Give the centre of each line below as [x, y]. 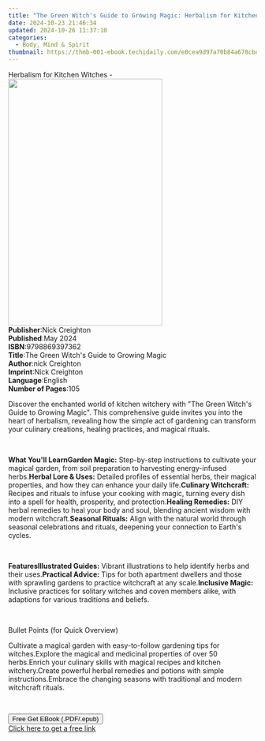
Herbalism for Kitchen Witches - [60, 75]
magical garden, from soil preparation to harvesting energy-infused [118, 468]
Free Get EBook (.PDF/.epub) [56, 719]
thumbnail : [26, 52]
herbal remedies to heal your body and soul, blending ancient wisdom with [129, 510]
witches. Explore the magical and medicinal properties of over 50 [113, 654]
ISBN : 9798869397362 [45, 347]
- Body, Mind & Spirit [52, 45]
